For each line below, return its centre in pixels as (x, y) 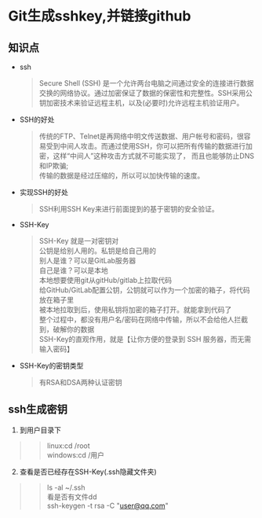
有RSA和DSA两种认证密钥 (80, 382)
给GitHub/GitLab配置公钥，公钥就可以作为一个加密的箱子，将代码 (145, 290)
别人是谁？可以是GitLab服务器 (87, 261)
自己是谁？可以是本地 (73, 270)
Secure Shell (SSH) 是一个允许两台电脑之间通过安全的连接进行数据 (146, 83)
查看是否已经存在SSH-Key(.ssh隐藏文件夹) (88, 472)
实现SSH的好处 (44, 192)
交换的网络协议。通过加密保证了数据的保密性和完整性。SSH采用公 (146, 93)
